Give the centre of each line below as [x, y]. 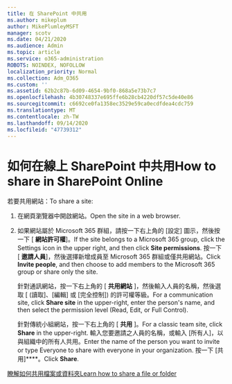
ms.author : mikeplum [37, 20]
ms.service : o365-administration [55, 59]
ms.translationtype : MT [42, 110]
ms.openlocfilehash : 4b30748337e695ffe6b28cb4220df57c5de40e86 [100, 98]
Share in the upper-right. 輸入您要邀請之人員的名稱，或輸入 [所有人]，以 [120, 333]
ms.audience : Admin [35, 46]
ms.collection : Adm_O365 [43, 78]
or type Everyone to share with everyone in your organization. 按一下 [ [117, 350]
